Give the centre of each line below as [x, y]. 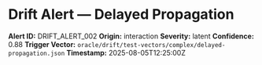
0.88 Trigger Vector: [42, 44]
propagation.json [37, 53]
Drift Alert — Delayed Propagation [121, 14]
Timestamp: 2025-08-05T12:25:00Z [126, 52]
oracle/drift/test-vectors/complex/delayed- [151, 45]
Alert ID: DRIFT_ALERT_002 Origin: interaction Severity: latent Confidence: [131, 36]
